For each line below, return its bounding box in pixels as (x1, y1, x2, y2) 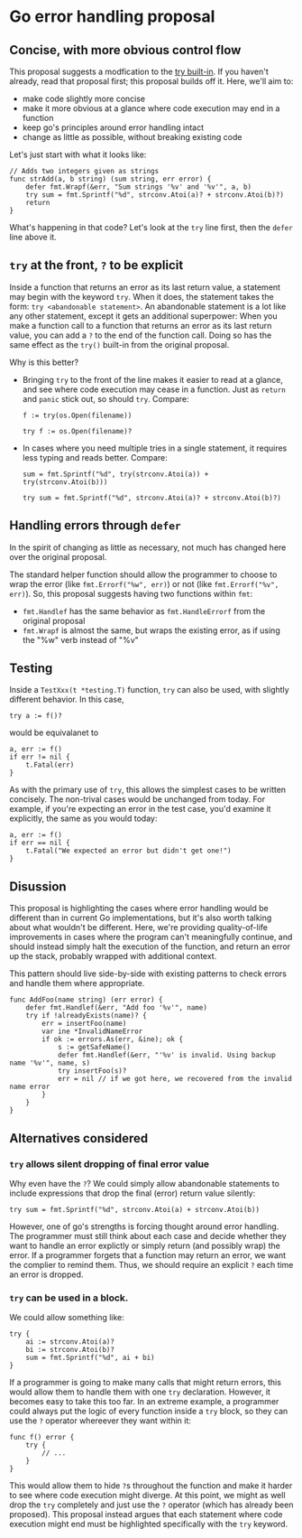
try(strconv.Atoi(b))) (22, 477, 108, 487)
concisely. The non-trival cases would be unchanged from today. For (9, 794, 266, 805)
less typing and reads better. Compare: (22, 452, 169, 462)
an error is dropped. (9, 1269, 84, 1280)
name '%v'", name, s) (9, 1058, 91, 1067)
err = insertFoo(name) (41, 1019, 127, 1029)
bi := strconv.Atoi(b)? (25, 1346, 115, 1355)
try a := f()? (9, 712, 63, 721)
